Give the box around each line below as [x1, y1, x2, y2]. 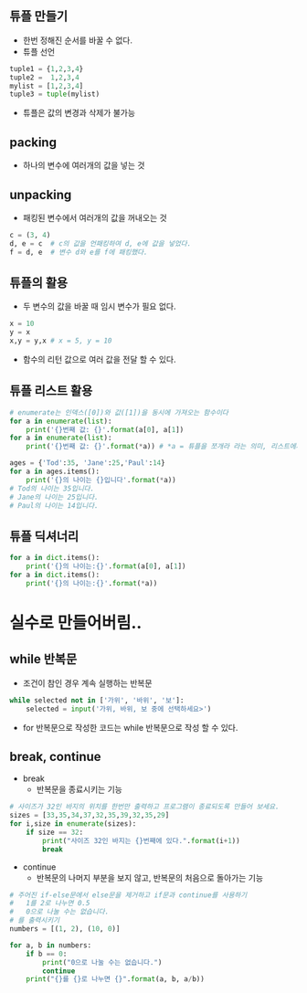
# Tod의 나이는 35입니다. [9, 483, 95, 493]
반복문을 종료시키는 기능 [36, 784, 123, 795]
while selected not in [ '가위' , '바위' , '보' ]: [9, 695, 185, 705]
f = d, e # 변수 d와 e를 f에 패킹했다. [9, 248, 148, 257]
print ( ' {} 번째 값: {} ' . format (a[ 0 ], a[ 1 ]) [26, 425, 185, 434]
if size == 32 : [26, 828, 84, 837]
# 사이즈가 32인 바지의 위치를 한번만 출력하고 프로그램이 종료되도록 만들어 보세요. [9, 802, 281, 811]
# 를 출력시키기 [9, 916, 60, 925]
